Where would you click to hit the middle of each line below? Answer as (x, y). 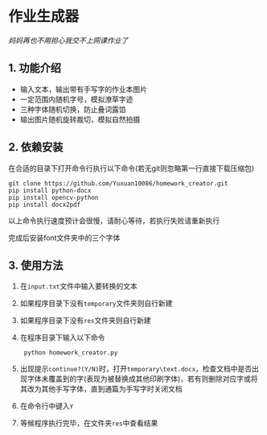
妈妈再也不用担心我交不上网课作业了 (68, 40)
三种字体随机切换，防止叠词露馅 (73, 109)
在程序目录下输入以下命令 (62, 338)
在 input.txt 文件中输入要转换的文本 (79, 286)
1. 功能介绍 (35, 68)
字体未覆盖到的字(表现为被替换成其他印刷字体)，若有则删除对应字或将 (143, 379)
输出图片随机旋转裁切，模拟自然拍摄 (80, 119)
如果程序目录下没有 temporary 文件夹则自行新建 (96, 304)
